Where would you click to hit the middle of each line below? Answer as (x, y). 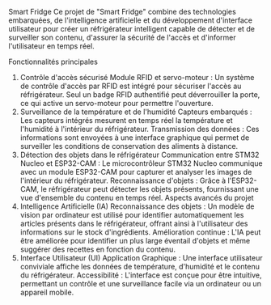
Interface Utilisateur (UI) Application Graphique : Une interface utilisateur (141, 258)
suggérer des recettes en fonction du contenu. (98, 249)
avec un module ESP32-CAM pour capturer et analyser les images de (136, 172)
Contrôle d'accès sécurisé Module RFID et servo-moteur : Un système (137, 77)
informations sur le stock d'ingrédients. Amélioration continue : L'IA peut (140, 232)
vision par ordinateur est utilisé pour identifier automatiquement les (132, 215)
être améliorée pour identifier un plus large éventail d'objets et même (135, 241)
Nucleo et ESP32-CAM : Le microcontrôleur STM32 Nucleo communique (141, 163)
